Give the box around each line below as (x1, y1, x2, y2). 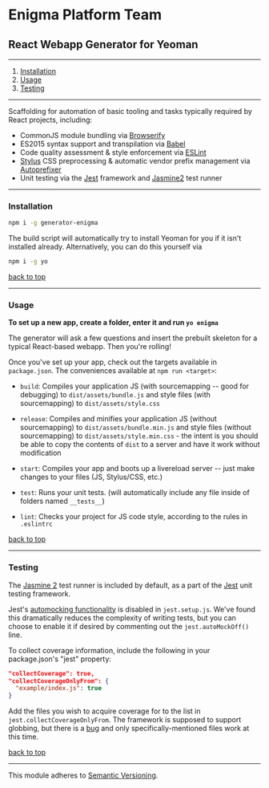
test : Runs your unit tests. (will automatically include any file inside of (19, 488, 250, 498)
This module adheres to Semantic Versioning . (8, 770, 159, 780)
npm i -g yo (8, 258, 48, 266)
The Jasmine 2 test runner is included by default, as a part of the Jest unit (8, 580, 253, 590)
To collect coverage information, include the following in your (8, 645, 211, 655)
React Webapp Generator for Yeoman (8, 38, 199, 51)
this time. (8, 732, 39, 741)
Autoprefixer (19, 165, 62, 174)
